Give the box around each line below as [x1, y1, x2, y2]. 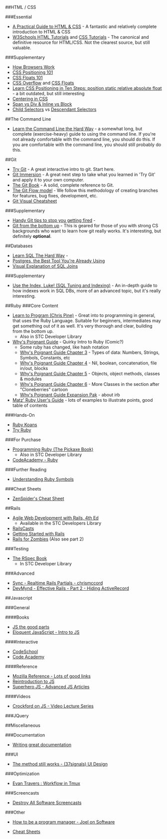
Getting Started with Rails [12, 531, 65, 536]
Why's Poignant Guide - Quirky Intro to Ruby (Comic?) [12, 339, 124, 344]
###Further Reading [5, 467, 47, 473]
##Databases [5, 243, 33, 249]
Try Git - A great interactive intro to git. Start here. [12, 167, 115, 172]
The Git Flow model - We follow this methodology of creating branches [12, 187, 159, 193]
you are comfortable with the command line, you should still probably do [12, 142, 162, 148]
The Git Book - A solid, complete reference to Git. [12, 182, 114, 188]
